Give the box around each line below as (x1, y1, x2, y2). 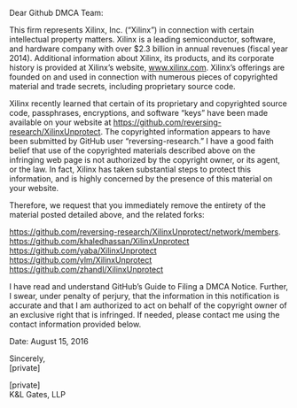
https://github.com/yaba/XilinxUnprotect (9, 245, 157, 256)
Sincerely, (9, 353, 46, 364)
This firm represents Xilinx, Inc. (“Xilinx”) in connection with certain (9, 25, 254, 35)
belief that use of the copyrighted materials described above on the (9, 145, 255, 156)
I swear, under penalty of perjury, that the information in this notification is (9, 291, 280, 301)
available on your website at (9, 117, 112, 127)
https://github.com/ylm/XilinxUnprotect (9, 255, 152, 265)
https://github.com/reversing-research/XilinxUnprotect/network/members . (9, 227, 281, 237)
